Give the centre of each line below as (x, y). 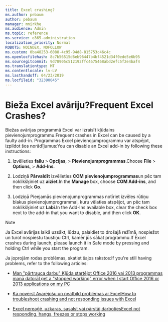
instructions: (18, 151)
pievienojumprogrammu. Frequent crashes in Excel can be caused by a (78, 135)
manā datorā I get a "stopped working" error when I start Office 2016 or (86, 278)
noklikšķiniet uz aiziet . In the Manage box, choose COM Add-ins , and (84, 181)
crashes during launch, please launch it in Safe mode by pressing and (77, 243)
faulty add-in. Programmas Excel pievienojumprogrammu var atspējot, (78, 140)
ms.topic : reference (27, 33)
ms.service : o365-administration (40, 38)
